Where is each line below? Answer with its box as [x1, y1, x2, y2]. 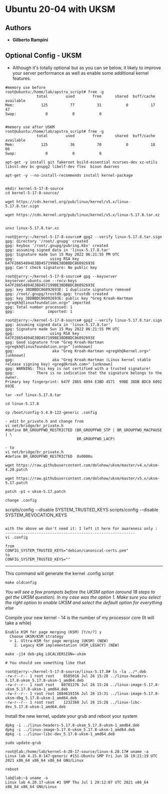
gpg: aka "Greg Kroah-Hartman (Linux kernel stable [5, 357, 151, 362]
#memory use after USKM [5, 124, 55, 129]
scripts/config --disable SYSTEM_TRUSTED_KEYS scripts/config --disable [5, 506, 158, 512]
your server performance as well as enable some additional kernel [12, 70, 149, 76]
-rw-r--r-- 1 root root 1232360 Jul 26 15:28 [5, 700, 108, 705]
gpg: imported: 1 [5, 309, 72, 314]
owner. [5, 375, 19, 380]
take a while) [5, 620, 31, 626]
